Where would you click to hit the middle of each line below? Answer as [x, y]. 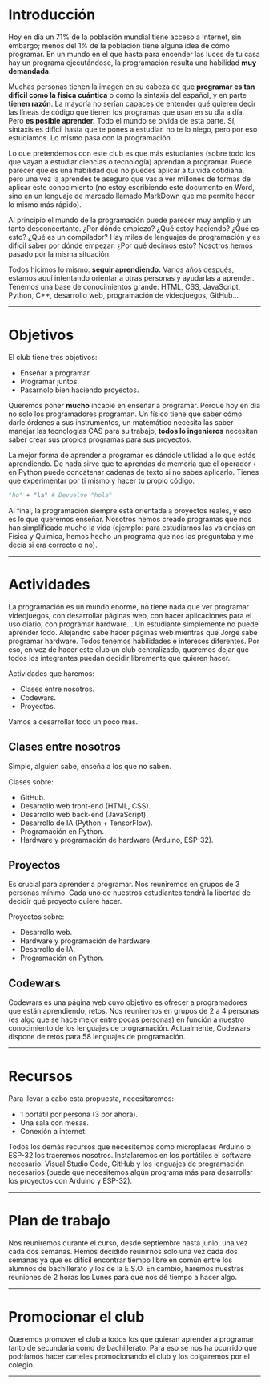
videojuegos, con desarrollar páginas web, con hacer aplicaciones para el [130, 615]
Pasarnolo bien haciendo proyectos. [79, 390]
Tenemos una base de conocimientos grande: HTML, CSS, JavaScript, [124, 286]
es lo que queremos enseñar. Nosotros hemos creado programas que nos [130, 519]
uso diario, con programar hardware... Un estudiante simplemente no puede [133, 624]
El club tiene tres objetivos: [53, 357]
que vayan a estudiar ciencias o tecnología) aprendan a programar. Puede [130, 161]
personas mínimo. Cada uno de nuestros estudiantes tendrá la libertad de [129, 893]
